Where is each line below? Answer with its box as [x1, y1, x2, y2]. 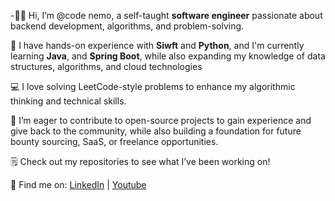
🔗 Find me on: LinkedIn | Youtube [10, 179, 147, 190]
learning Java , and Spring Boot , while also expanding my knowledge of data [10, 50, 326, 62]
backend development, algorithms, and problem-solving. [10, 20, 245, 32]
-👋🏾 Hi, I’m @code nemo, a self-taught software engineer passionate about [10, 10, 323, 21]
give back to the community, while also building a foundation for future [10, 125, 302, 137]
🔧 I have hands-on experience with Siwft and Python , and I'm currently [10, 40, 305, 51]
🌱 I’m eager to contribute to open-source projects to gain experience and [10, 115, 312, 126]
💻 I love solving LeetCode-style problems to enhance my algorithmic [10, 81, 296, 92]
